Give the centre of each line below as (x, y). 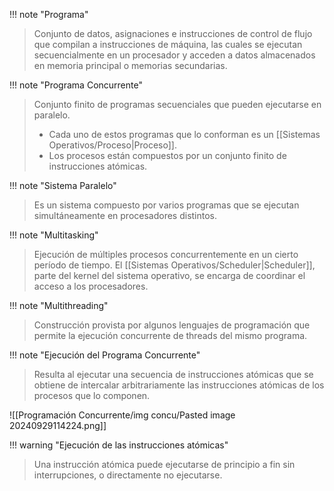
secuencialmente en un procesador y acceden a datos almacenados (174, 55)
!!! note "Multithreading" (59, 305)
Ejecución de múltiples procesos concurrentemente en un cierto (166, 254)
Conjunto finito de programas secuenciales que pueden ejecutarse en (177, 104)
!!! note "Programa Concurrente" (76, 85)
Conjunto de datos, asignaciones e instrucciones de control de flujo (173, 33)
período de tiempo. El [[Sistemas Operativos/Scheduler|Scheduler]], (174, 265)
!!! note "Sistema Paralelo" (63, 185)
